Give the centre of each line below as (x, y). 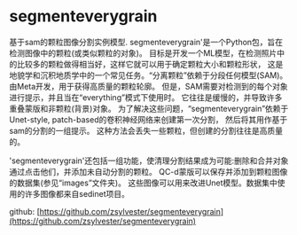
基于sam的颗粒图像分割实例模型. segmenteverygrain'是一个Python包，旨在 (146, 42)
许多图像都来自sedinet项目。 (77, 193)
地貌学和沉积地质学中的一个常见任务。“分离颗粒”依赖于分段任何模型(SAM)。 (148, 75)
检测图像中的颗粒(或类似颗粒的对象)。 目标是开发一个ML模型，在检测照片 (143, 53)
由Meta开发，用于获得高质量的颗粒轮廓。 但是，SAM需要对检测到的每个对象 (148, 86)
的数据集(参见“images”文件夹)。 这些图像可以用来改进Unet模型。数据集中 (143, 183)
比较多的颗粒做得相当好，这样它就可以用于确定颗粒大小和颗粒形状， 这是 (150, 64)
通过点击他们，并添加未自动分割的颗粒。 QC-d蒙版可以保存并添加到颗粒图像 (148, 171)
